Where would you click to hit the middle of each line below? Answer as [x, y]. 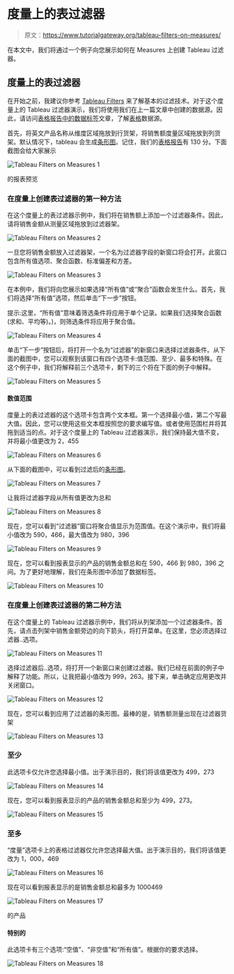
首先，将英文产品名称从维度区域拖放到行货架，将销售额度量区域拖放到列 [111, 133]
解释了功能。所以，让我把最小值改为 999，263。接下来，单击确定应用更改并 [117, 676]
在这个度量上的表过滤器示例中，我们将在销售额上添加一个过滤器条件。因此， [117, 215]
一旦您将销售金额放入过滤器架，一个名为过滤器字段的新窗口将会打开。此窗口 [117, 253]
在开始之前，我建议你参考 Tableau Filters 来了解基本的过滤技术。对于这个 [112, 100]
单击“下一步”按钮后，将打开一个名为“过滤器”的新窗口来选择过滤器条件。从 [113, 350]
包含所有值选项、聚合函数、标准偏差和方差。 [71, 261]
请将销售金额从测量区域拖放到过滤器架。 [65, 224]
